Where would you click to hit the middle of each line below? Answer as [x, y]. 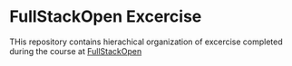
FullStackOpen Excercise [106, 17]
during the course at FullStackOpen [76, 51]
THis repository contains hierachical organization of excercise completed [146, 42]
